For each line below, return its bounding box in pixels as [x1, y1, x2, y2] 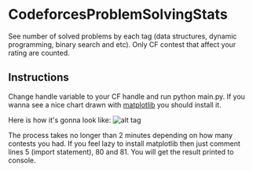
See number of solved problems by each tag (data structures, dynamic [8, 31, 237, 41]
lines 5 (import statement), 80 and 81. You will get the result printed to [8, 147, 234, 156]
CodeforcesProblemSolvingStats [8, 5, 228, 24]
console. [8, 155, 37, 165]
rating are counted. [8, 48, 71, 57]
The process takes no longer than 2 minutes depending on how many [8, 130, 233, 140]
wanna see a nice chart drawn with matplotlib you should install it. [8, 100, 222, 109]
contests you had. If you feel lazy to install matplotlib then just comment [8, 139, 241, 148]
